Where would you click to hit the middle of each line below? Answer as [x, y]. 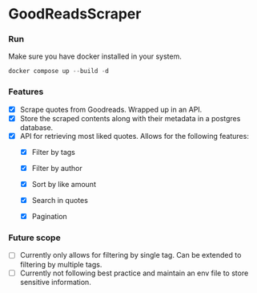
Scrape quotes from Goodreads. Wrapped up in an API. [111, 109]
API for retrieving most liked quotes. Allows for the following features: [135, 136]
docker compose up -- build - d [59, 71]
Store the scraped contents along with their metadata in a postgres [130, 118]
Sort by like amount [64, 184]
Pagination [50, 217]
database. [36, 127]
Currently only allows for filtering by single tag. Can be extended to [131, 255]
